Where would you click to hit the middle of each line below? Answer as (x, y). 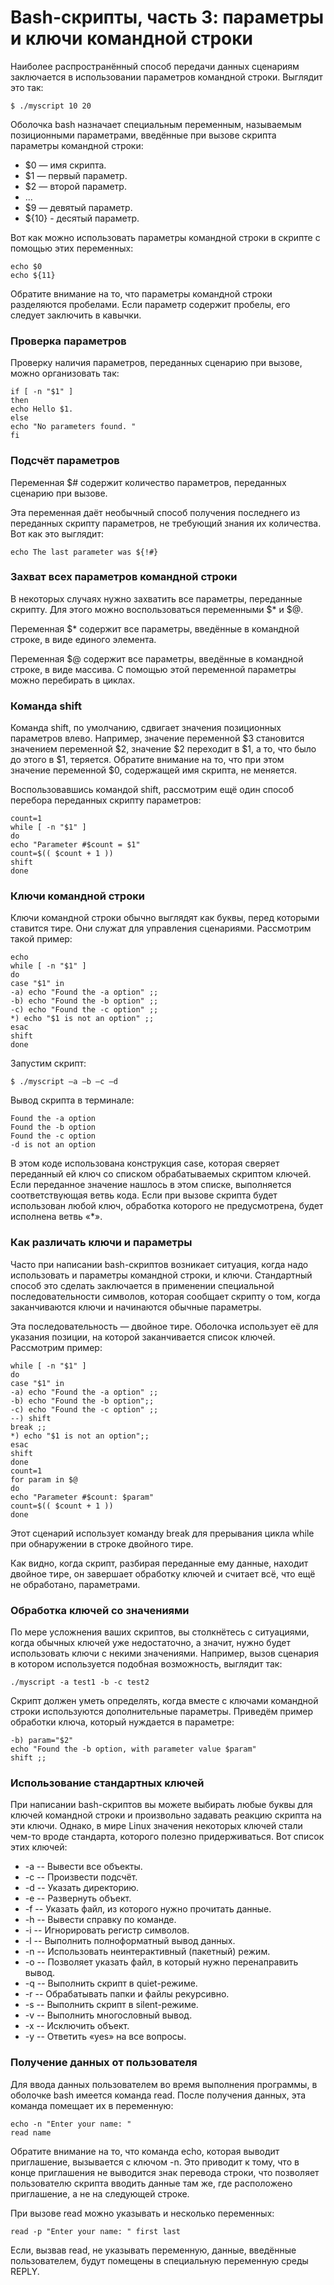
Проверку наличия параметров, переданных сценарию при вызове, (156, 363)
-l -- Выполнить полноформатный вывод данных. (130, 1941)
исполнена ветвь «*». (56, 1217)
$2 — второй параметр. (75, 186)
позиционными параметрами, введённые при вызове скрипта (143, 135)
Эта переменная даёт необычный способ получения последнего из (155, 512)
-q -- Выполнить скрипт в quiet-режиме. (111, 1983)
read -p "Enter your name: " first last (96, 2231)
